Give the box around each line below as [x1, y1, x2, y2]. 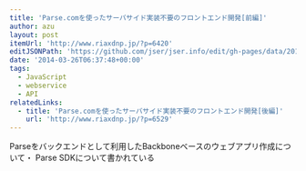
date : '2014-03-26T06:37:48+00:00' [9, 55, 145, 65]
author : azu [9, 22, 55, 31]
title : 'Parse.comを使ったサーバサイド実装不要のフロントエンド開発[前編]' [9, 13, 268, 23]
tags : [9, 65, 30, 74]
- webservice [17, 81, 67, 90]
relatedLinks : [9, 97, 64, 107]
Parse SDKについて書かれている [35, 152, 155, 164]
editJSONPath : [9, 47, 64, 56]
